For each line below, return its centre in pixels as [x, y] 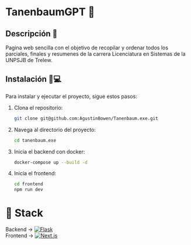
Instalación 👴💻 [34, 79]
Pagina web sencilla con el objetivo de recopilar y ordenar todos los [87, 47]
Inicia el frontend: [35, 173]
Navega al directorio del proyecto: [55, 130]
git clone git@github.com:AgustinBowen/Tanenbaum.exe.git [86, 118]
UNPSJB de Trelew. [29, 60]
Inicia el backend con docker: [49, 151]
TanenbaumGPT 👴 [50, 12]
